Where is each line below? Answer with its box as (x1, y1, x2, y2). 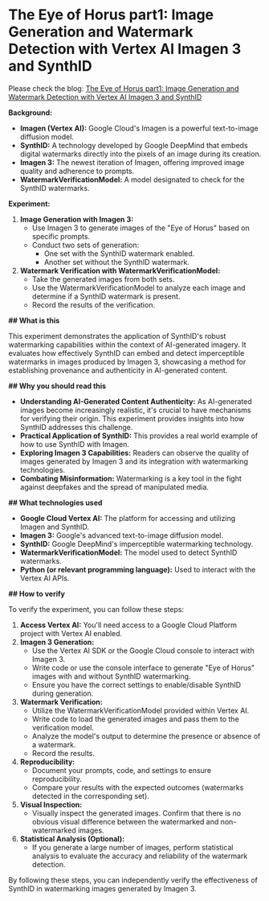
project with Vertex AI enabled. (19, 628, 123, 638)
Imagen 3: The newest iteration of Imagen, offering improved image (19, 157, 245, 167)
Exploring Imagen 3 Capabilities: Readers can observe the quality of (19, 448, 249, 457)
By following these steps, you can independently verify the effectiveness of (8, 875, 259, 885)
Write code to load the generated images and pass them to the (31, 714, 239, 724)
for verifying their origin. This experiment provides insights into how (19, 413, 245, 424)
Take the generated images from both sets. (31, 274, 175, 283)
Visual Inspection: (19, 800, 83, 809)
